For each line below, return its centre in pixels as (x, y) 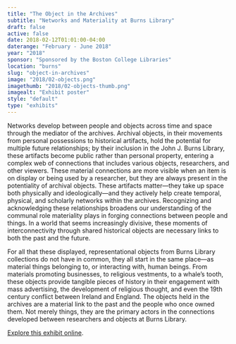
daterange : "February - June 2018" (60, 47)
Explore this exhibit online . (45, 333)
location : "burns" (34, 66)
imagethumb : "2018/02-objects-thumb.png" (69, 86)
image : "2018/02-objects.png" (52, 79)
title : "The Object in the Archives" (63, 14)
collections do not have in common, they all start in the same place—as (111, 259)
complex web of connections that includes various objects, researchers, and (118, 163)
